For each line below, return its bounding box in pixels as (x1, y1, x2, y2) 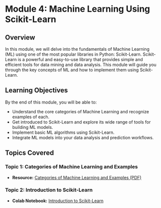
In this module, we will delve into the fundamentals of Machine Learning (5, 46, 150, 52)
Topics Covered (5, 149, 54, 157)
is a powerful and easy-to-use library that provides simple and (18, 57, 143, 62)
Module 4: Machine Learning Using (5, 3, 150, 15)
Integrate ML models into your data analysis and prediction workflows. (12, 134, 154, 140)
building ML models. (12, 124, 53, 130)
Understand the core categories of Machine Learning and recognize (12, 108, 149, 114)
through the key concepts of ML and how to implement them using (5, 67, 139, 73)
